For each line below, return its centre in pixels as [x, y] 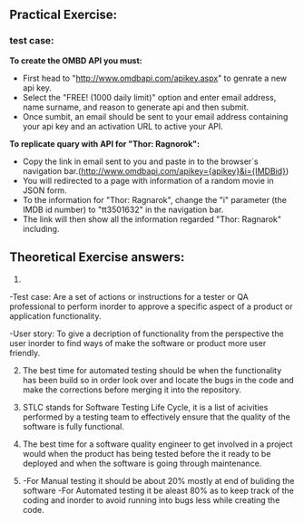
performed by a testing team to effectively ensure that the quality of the [156, 417]
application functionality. [55, 315]
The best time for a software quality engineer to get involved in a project [157, 444]
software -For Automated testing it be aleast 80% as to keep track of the [158, 490]
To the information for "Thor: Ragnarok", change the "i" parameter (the [155, 199]
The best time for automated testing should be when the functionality [152, 370]
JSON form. [44, 190]
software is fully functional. [74, 426]
